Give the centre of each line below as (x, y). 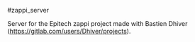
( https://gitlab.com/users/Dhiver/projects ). (69, 31)
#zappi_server (28, 10)
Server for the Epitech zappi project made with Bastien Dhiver (97, 23)
